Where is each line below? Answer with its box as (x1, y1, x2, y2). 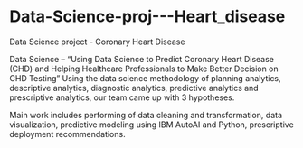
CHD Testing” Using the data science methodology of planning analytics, (9, 72, 282, 83)
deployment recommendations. (9, 128, 126, 139)
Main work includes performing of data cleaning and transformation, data (9, 109, 283, 120)
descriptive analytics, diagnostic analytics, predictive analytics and (9, 82, 260, 93)
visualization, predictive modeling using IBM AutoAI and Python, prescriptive (9, 119, 294, 130)
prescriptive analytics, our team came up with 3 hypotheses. (9, 92, 235, 103)
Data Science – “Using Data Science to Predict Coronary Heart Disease (9, 53, 274, 64)
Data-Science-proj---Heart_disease (9, 6, 286, 27)
